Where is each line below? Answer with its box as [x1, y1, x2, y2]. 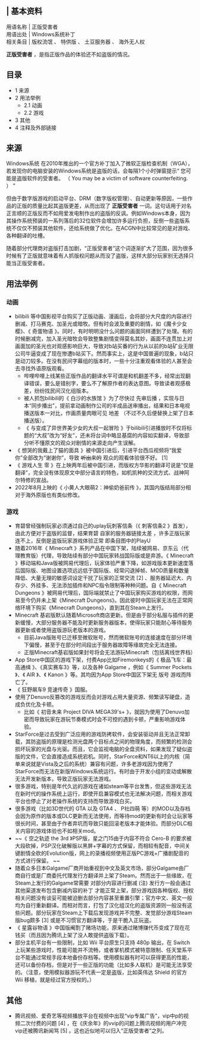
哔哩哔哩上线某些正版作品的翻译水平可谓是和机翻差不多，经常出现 [23, 372, 186, 380]
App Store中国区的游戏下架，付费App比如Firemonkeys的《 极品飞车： [14, 656, 187, 663]
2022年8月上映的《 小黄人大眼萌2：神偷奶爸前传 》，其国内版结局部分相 [14, 484, 192, 491]
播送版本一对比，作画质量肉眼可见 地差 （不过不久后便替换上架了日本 [23, 410, 194, 417]
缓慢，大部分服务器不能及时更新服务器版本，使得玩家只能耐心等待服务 [20, 619, 192, 626]
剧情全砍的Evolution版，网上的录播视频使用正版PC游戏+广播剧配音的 [20, 850, 189, 857]
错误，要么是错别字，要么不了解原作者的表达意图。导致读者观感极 [29, 380, 191, 387]
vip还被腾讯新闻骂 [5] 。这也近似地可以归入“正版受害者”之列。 [14, 1027, 168, 1035]
